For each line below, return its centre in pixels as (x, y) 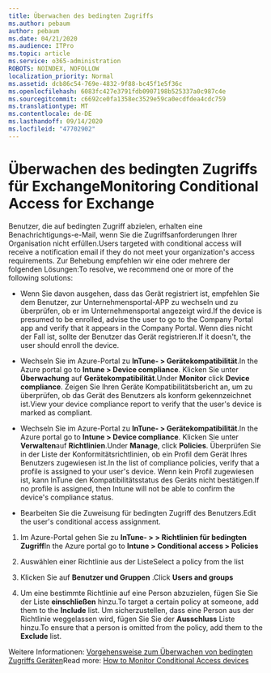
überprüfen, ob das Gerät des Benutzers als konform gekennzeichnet (135, 395)
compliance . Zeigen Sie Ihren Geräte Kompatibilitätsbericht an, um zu (136, 387)
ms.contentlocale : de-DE (50, 114)
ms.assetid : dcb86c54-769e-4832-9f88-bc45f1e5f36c (95, 84)
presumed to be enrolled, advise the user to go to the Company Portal (136, 319)
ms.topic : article (39, 54)
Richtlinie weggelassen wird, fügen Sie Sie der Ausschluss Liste (127, 619)
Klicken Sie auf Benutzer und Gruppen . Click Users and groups (127, 577)
